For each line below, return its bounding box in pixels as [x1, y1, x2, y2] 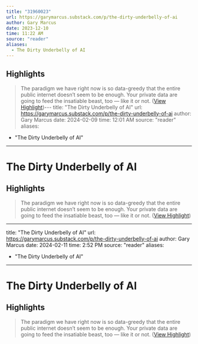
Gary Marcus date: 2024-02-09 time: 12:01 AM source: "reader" [20, 116, 176, 123]
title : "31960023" [6, 8, 51, 15]
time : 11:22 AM [6, 31, 44, 37]
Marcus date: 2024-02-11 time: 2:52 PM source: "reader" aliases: [6, 241, 164, 248]
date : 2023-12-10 [6, 25, 49, 31]
